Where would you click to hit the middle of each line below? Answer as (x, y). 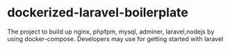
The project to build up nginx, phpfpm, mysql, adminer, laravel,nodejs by (111, 32)
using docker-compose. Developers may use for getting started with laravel (115, 38)
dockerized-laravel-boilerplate (98, 13)
